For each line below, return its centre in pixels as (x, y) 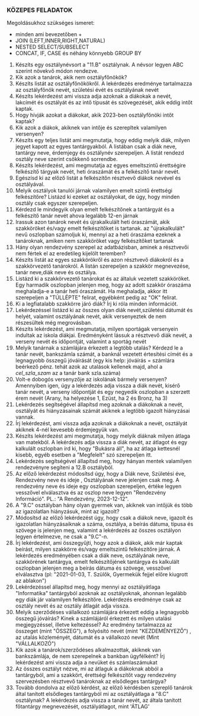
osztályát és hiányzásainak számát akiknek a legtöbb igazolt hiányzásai (102, 411)
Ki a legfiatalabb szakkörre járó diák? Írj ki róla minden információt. (97, 304)
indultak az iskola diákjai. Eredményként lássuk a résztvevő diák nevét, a (104, 335)
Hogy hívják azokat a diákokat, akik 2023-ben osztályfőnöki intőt (94, 115)
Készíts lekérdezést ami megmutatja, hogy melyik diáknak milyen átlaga (103, 436)
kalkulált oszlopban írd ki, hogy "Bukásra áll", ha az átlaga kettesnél (97, 449)
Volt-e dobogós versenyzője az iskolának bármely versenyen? (91, 380)
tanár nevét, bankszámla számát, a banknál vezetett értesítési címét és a (104, 354)
